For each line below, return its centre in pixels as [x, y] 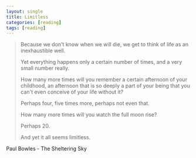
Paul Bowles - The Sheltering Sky [46, 149]
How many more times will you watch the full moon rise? [89, 115]
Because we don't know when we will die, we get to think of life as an [104, 44]
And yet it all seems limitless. [55, 138]
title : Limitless [27, 17]
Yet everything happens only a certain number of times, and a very [101, 62]
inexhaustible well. [43, 51]
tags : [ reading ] [26, 28]
